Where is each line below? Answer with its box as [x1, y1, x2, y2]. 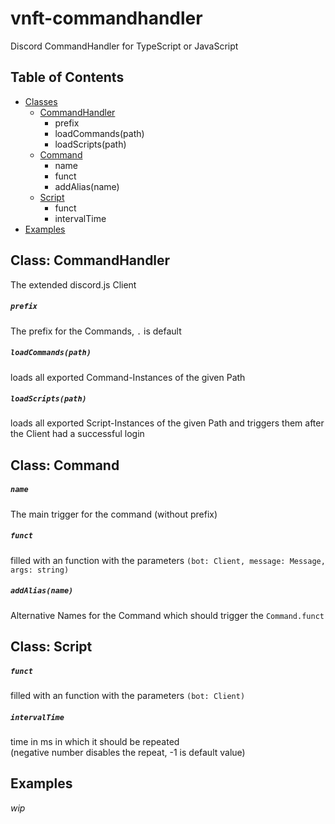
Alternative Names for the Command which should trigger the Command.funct [10, 609, 325, 621]
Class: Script [10, 638, 93, 656]
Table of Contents [10, 69, 125, 86]
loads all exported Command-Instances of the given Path [10, 371, 246, 383]
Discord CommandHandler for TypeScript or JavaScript [10, 40, 239, 52]
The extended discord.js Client [10, 278, 137, 291]
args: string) [10, 565, 70, 575]
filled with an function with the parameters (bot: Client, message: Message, [10, 554, 326, 566]
